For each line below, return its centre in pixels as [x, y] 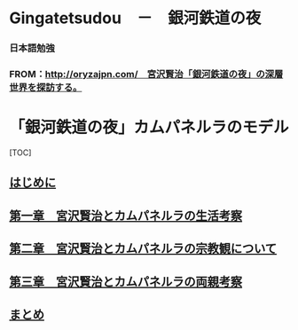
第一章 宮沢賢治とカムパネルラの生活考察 [125, 215]
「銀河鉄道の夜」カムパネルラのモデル [149, 127]
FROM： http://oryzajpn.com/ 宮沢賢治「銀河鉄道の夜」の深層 [146, 75]
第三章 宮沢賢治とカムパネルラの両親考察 [125, 282]
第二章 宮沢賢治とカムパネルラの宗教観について [143, 249]
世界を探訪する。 [46, 88]
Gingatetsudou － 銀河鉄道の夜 [135, 18]
